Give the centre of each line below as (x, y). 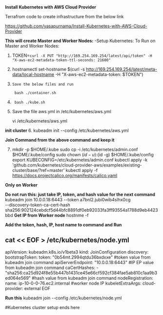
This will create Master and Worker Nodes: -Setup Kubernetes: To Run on (80, 41)
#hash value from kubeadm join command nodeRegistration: (92, 278)
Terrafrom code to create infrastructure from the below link (64, 16)
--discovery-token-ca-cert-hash (38, 205)
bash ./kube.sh (30, 102)
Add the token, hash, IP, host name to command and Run (63, 225)
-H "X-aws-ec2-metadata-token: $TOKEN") (99, 74)
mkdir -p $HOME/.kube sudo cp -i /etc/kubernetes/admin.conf (75, 149)
